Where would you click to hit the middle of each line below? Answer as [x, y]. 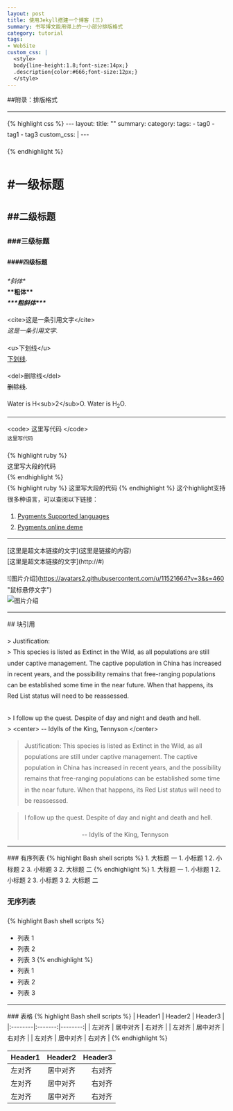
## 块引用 [21, 624]
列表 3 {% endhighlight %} [55, 960]
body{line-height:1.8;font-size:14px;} [71, 65]
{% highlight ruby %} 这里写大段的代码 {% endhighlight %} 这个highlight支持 [116, 488]
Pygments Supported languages [63, 516]
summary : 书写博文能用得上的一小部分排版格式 [65, 26]
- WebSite [21, 46]
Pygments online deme [50, 527]
